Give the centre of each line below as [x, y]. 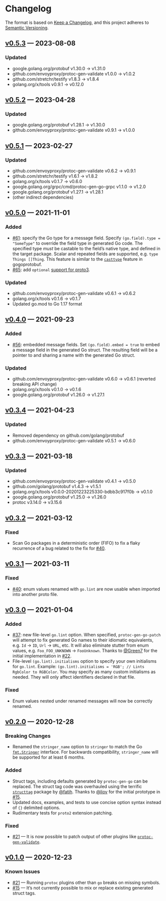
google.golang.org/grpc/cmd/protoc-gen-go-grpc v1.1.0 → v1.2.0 [79, 187]
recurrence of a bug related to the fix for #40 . [59, 548]
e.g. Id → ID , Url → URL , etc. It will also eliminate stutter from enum [81, 645]
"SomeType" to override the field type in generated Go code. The [78, 243]
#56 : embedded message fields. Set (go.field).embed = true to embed [86, 344]
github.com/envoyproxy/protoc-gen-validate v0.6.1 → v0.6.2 [74, 293]
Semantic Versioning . [27, 27]
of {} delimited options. [36, 807]
